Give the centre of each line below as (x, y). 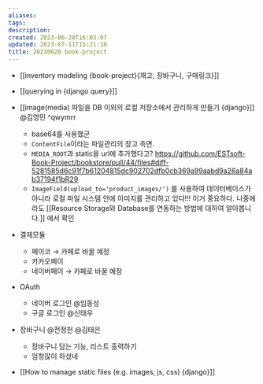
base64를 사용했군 (61, 134)
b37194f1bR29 (55, 179)
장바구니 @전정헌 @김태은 (60, 330)
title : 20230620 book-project (58, 52)
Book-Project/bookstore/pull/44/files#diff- (100, 162)
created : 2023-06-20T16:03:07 (58, 37)
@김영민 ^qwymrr (48, 117)
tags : (17, 23)
